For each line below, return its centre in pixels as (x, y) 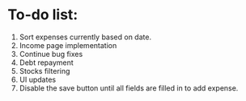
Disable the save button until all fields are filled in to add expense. (129, 88)
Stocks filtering (45, 71)
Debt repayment (46, 63)
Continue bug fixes (51, 54)
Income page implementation (68, 45)
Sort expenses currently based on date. (85, 37)
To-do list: (43, 15)
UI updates (38, 79)
